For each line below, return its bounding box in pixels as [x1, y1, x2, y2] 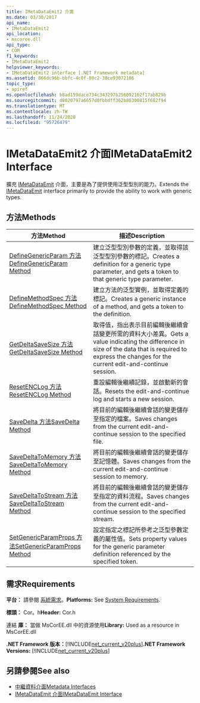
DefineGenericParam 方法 [9, 251, 82, 259]
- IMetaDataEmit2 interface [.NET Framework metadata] [6, 70, 145, 76]
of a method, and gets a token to [93, 302, 184, 311]
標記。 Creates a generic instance [93, 295, 186, 303]
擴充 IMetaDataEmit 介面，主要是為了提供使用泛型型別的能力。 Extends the [6, 181, 189, 188]
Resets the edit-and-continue [105, 387, 189, 395]
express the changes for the [93, 352, 171, 361]
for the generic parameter [93, 542, 165, 550]
